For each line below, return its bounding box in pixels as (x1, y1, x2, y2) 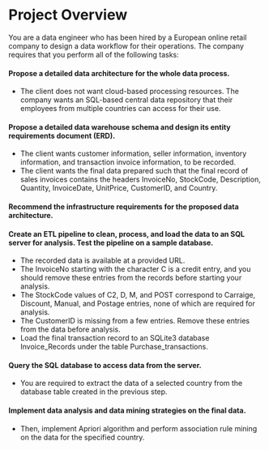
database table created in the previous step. (19, 387, 168, 396)
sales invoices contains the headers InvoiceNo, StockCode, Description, (19, 174, 261, 184)
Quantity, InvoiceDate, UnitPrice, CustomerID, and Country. (19, 183, 218, 193)
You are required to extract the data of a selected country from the (19, 379, 243, 388)
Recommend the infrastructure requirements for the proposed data (8, 201, 239, 212)
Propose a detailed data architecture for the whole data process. (8, 68, 230, 78)
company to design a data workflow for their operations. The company (8, 41, 245, 50)
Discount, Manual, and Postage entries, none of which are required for (19, 298, 255, 309)
